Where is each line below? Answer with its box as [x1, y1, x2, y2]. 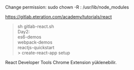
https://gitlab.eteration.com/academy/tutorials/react [5, 14, 112, 19]
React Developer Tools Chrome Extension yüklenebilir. [5, 60, 117, 65]
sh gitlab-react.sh [17, 23, 54, 29]
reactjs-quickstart [17, 45, 54, 50]
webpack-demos [17, 39, 52, 45]
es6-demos [17, 34, 41, 40]
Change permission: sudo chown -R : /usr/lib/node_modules [5, 4, 129, 10]
